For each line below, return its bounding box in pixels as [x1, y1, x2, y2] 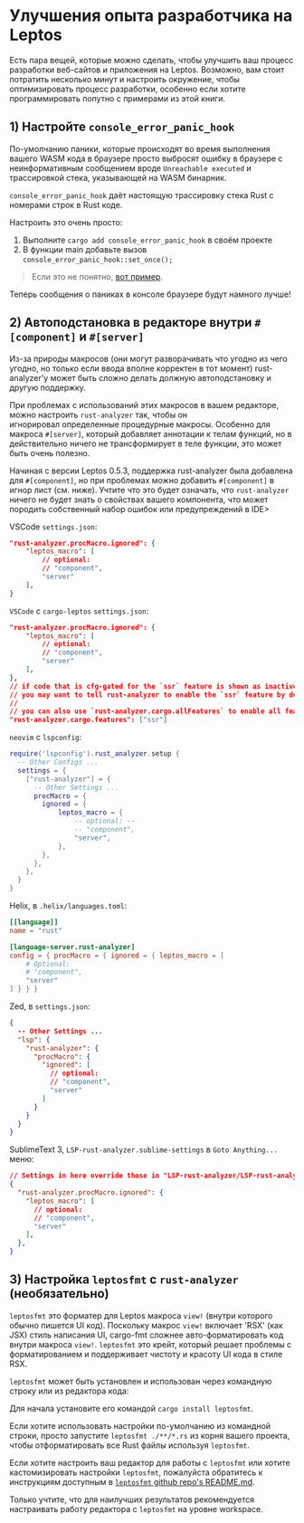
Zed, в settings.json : [9, 1001, 90, 1012]
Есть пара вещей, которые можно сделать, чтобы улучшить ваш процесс [9, 54, 294, 65]
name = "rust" [9, 926, 63, 935]
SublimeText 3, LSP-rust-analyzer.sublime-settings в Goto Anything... [9, 1144, 279, 1155]
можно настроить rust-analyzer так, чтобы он [9, 409, 188, 420]
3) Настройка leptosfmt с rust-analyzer [9, 1272, 239, 1288]
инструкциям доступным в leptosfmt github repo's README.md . [9, 1476, 255, 1487]
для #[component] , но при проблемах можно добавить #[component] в [9, 474, 274, 485]
